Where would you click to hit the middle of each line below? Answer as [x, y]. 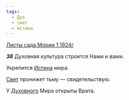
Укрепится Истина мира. [38, 68]
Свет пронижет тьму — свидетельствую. [59, 79]
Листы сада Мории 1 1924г [40, 45]
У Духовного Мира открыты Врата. [51, 91]
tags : [13, 12]
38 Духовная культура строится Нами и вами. [65, 56]
